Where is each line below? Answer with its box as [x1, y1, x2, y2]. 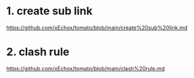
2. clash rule [6, 45, 70, 59]
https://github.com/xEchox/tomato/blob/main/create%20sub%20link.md [6, 24, 188, 31]
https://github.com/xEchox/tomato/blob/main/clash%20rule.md [6, 65, 165, 72]
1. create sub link [6, 4, 93, 18]
